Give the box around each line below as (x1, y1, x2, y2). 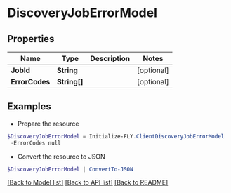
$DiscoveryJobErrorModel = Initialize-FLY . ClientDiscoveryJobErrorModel (7, 133, 225, 140)
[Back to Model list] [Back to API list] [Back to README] (7, 178, 169, 187)
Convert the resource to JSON (17, 152, 105, 161)
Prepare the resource (17, 119, 79, 128)
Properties (7, 33, 55, 45)
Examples (7, 100, 51, 113)
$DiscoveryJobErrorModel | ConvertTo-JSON (7, 166, 133, 173)
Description (90, 54, 131, 63)
